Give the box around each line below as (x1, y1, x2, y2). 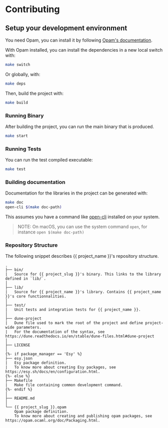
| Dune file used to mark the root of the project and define (5, 321, 143, 326)
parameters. (16, 325, 42, 330)
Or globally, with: (5, 71, 40, 77)
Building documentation (5, 178, 66, 185)
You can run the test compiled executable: (5, 157, 93, 163)
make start (5, 133, 28, 138)
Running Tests (5, 145, 41, 152)
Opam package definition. (14, 409, 69, 414)
